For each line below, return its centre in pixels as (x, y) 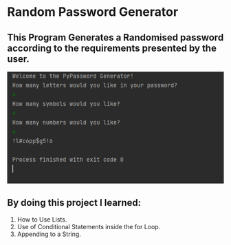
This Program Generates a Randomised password (115, 38)
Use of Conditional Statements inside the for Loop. (89, 226)
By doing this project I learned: (74, 203)
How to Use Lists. (42, 219)
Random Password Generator (93, 12)
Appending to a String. (49, 234)
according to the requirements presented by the (112, 48)
